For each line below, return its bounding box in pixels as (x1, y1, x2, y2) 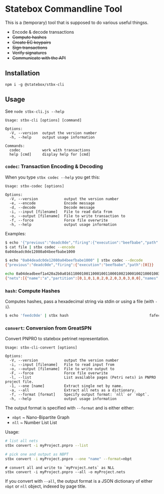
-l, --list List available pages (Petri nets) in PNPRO (9, 375, 156, 380)
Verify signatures (12, 50, 47, 56)
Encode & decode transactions (12, 29, 74, 35)
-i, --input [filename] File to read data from (9, 209, 112, 214)
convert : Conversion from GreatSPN (5, 325, 92, 331)
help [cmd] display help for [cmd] (9, 152, 91, 157)
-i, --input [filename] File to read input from (9, 362, 115, 367)
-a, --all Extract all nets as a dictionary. (9, 388, 137, 393)
